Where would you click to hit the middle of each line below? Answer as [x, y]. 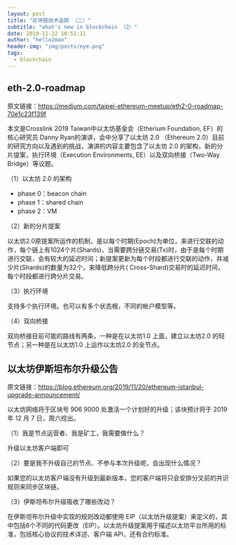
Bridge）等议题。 [32, 163]
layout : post [26, 14]
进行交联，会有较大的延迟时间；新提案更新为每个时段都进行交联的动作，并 [115, 258]
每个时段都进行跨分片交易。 [47, 276]
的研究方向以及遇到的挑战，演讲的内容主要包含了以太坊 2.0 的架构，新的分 [115, 146]
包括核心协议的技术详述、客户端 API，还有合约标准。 [96, 534]
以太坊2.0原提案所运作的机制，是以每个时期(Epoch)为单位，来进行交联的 [112, 241]
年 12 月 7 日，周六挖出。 [43, 418]
